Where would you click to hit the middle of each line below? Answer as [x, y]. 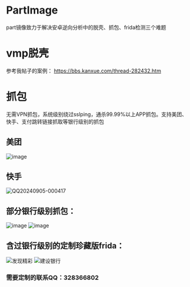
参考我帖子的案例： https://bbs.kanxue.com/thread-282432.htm [84, 71]
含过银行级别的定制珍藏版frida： [65, 245]
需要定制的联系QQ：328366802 [52, 278]
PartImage [32, 10]
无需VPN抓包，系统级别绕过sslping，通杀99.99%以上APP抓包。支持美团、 [96, 114]
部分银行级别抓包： [41, 211]
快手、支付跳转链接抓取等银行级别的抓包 [55, 121]
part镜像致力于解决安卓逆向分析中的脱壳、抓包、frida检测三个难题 [86, 27]
